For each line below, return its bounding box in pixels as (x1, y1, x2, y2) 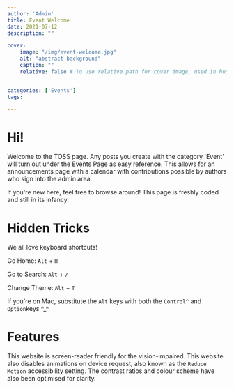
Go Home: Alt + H (7, 257, 58, 265)
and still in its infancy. (7, 196, 70, 204)
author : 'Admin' (7, 10, 54, 17)
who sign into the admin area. (7, 175, 93, 183)
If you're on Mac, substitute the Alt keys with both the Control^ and (7, 297, 202, 305)
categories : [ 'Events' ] (7, 86, 77, 94)
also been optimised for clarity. (7, 374, 96, 383)
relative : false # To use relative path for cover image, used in (19, 68, 217, 75)
